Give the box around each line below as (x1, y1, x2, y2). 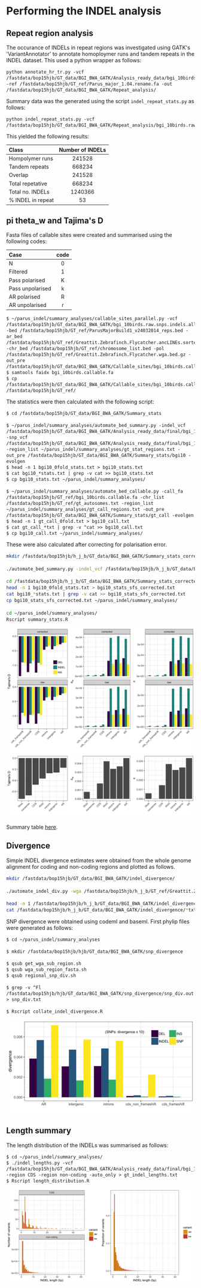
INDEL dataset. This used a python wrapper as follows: (6, 57, 142, 64)
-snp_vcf (6, 434, 28, 440)
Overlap (8, 171, 29, 179)
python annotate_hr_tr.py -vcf (6, 69, 84, 75)
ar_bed (6, 333, 23, 339)
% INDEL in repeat (8, 197, 54, 203)
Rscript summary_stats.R (6, 616, 68, 622)
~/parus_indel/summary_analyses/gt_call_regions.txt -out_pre (6, 506, 165, 512)
